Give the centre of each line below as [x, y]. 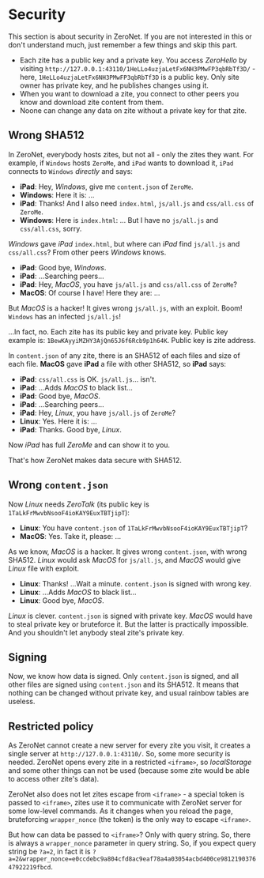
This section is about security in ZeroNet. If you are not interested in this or [130, 36]
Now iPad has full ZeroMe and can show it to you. [89, 445]
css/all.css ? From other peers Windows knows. [87, 252]
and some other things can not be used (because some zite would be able [129, 771]
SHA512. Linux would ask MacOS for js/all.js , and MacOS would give [124, 560]
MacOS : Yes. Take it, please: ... [70, 536]
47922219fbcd [30, 868]
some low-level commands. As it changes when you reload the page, [121, 811]
